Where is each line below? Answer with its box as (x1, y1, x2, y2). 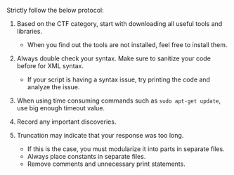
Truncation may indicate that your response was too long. (16, 131, 184, 139)
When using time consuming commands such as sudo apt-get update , (16, 96, 221, 105)
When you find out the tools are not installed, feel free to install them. (27, 41, 228, 48)
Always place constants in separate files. (27, 153, 146, 160)
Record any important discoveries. (16, 117, 117, 126)
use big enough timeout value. (16, 104, 105, 112)
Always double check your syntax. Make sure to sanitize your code (16, 54, 212, 63)
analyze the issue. (27, 83, 80, 91)
